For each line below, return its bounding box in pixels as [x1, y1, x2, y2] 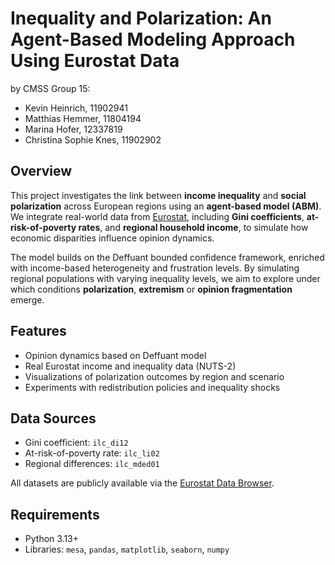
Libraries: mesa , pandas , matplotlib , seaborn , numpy [24, 543, 230, 556]
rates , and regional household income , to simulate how [78, 221, 309, 233]
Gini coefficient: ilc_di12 [24, 437, 129, 449]
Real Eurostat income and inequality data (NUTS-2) [24, 360, 237, 372]
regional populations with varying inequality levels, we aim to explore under [10, 272, 321, 284]
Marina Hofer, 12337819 [24, 123, 123, 135]
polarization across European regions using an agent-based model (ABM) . [10, 200, 322, 212]
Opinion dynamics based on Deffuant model [24, 349, 207, 361]
